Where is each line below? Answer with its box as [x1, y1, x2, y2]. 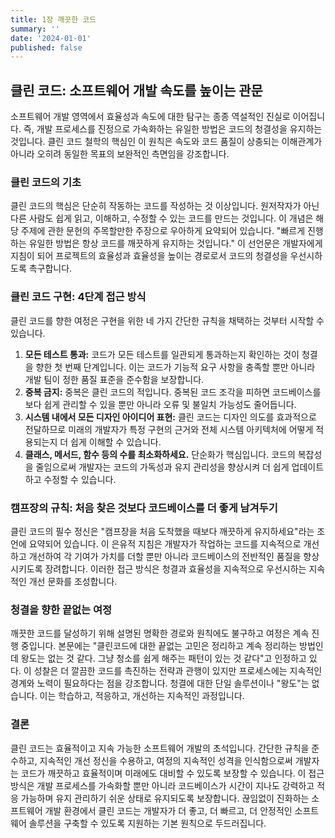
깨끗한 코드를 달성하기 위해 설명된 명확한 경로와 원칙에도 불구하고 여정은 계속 [10, 627, 310, 640]
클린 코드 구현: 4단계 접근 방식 [10, 290, 147, 304]
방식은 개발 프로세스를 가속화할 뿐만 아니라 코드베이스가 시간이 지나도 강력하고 [10, 779, 315, 791]
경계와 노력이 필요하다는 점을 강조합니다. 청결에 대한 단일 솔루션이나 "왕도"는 [10, 677, 310, 690]
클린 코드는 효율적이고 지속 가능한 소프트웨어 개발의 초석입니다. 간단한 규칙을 [10, 742, 310, 754]
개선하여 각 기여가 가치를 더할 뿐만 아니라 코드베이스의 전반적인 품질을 [28, 550, 302, 562]
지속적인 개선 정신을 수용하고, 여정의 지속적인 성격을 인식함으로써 [39, 754, 293, 766]
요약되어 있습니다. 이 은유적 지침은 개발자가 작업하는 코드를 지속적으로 [28, 537, 302, 550]
